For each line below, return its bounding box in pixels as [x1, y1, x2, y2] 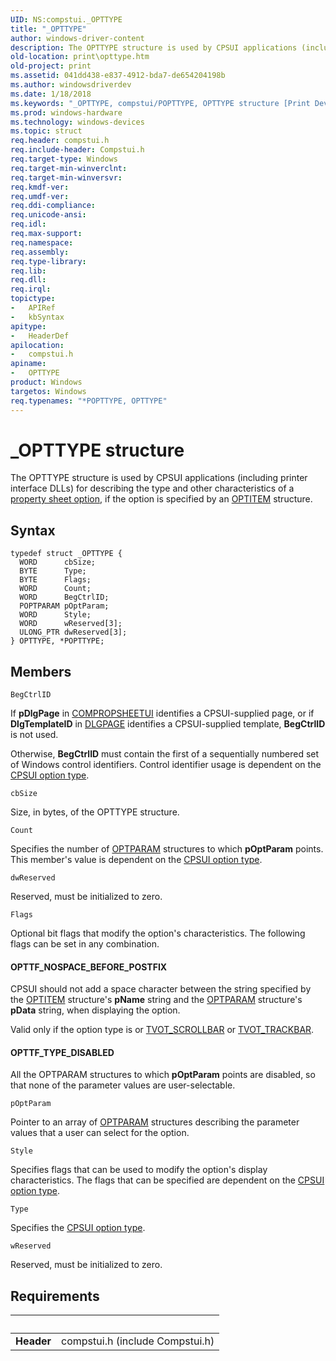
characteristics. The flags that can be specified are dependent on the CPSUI [10, 1174, 325, 1186]
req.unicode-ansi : [10, 210, 87, 220]
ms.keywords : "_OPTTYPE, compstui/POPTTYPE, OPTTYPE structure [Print [10, 98, 311, 108]
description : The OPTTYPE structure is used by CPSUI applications [10, 42, 298, 53]
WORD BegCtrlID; [19, 592, 110, 603]
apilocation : [10, 340, 65, 350]
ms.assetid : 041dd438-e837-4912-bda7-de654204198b [10, 71, 226, 81]
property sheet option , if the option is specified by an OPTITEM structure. [10, 493, 313, 505]
